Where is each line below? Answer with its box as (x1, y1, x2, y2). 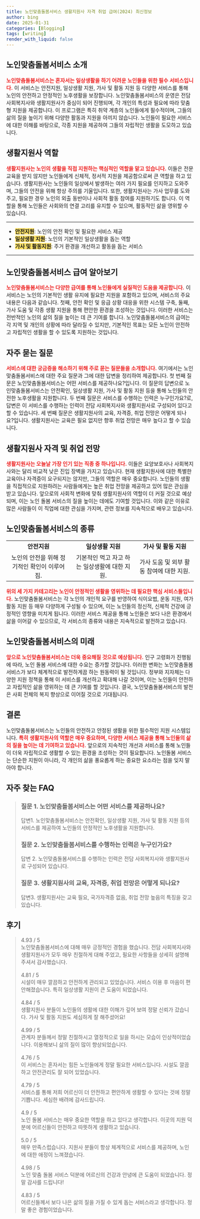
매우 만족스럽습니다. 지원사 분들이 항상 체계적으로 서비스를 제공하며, (20, 1143, 179, 1151)
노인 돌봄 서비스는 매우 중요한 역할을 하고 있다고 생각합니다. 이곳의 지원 (20, 1116, 186, 1123)
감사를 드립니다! (27, 1179, 64, 1186)
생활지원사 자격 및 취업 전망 (6, 443, 100, 453)
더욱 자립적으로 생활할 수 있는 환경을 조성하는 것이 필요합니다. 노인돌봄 (12, 749, 176, 756)
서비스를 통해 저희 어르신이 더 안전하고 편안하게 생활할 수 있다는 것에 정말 (20, 1088, 191, 1095)
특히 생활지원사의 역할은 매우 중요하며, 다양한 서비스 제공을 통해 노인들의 (18, 734, 185, 741)
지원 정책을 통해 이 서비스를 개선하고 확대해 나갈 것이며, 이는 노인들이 (17, 676, 177, 683)
